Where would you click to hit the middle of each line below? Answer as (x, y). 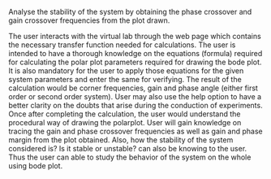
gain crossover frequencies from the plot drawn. (89, 20)
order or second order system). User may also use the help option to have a (135, 96)
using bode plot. (36, 166)
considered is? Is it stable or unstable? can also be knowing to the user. (128, 148)
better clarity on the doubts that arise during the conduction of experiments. (135, 105)
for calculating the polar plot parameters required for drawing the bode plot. (135, 62)
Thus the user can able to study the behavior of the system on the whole (130, 157)
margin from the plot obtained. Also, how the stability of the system (121, 140)
